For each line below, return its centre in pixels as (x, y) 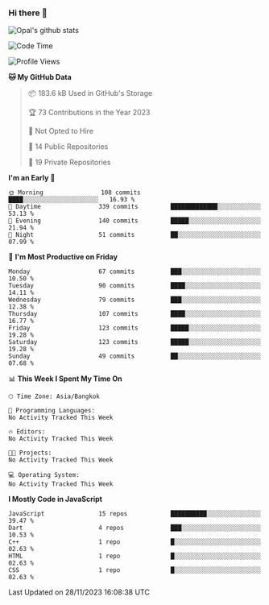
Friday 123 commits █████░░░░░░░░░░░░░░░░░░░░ (135, 328)
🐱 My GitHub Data (40, 77)
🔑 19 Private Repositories (69, 162)
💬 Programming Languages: (52, 411)
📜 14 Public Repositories (68, 147)
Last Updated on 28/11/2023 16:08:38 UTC (79, 592)
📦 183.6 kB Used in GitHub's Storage (90, 93)
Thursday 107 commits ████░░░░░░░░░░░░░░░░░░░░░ (135, 314)
